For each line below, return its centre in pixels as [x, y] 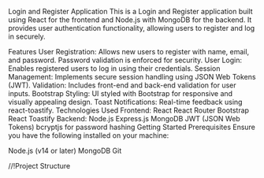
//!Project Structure [39, 166]
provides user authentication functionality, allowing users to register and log [132, 28]
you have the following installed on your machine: [89, 135]
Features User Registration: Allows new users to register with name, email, [129, 52]
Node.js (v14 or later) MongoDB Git [65, 150]
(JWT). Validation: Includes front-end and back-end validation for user [122, 85]
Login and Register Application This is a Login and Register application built [131, 11]
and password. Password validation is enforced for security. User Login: [125, 60]
